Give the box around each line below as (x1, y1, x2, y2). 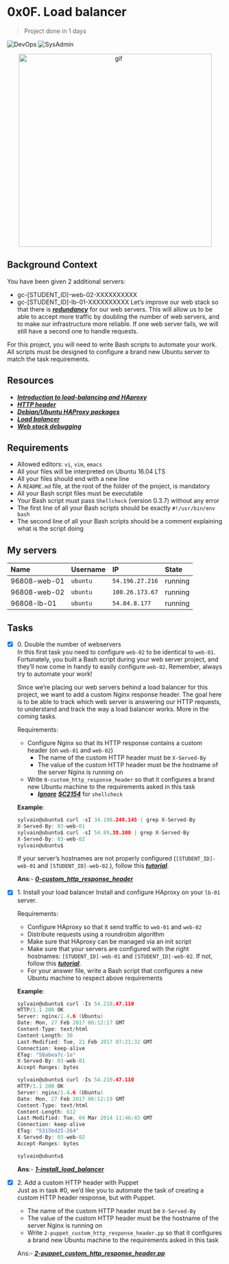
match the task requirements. (7, 355, 91, 363)
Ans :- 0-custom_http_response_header (16, 875, 134, 883)
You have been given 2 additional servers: (7, 277, 125, 285)
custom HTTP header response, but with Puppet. (16, 1193, 156, 1202)
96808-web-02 (10, 587, 65, 597)
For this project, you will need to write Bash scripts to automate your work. (7, 340, 217, 349)
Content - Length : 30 (16, 1032, 73, 1039)
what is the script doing (16, 524, 84, 532)
